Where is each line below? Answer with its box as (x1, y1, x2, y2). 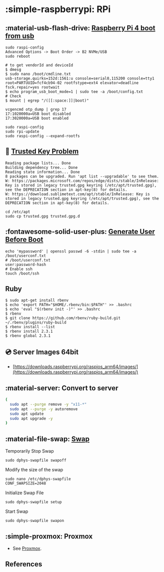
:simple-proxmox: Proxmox (5, 532, 93, 541)
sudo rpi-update (5, 129, 39, 134)
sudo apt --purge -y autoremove (10, 406, 78, 412)
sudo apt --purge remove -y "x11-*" (10, 402, 87, 407)
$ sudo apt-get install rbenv (5, 298, 69, 303)
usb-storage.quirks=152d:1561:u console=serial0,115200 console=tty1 (5, 76, 155, 81)
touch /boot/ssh (5, 271, 39, 276)
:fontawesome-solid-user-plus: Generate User (5, 228, 155, 236)
